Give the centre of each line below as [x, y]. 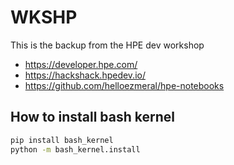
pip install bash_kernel [62, 140]
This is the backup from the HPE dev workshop [107, 45]
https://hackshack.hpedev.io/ [85, 75]
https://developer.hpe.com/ [81, 64]
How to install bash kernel [92, 117]
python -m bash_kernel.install [75, 149]
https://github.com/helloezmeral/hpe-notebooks [124, 85]
